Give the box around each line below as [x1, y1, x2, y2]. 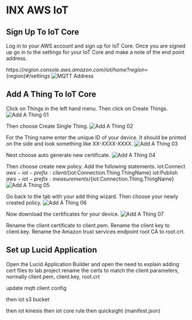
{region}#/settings [6, 73, 51, 79]
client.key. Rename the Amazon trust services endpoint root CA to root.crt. [6, 228, 185, 235]
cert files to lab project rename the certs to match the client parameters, [6, 267, 179, 274]
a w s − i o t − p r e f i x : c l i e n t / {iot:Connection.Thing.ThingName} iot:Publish [6, 169, 178, 176]
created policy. [6, 199, 42, 206]
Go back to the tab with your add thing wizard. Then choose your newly [6, 193, 179, 200]
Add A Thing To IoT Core [6, 89, 96, 100]
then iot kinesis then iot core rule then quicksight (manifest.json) [6, 307, 160, 314]
